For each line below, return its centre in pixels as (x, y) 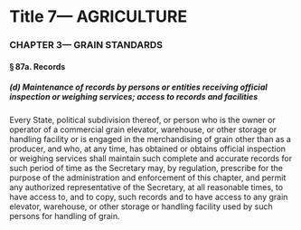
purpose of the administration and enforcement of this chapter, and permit (148, 177)
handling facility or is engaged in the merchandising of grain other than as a (150, 139)
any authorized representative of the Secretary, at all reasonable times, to (146, 187)
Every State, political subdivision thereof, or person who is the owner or (142, 120)
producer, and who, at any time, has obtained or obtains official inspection (148, 149)
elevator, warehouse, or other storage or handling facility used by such (141, 206)
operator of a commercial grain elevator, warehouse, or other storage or (143, 129)
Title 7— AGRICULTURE (99, 17)
